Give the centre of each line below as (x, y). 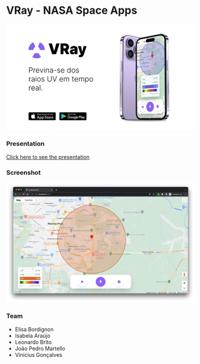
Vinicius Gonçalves (39, 354)
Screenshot (23, 172)
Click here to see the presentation (48, 157)
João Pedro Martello (40, 348)
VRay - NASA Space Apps (72, 11)
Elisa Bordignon (34, 329)
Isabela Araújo (33, 335)
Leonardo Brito (33, 342)
